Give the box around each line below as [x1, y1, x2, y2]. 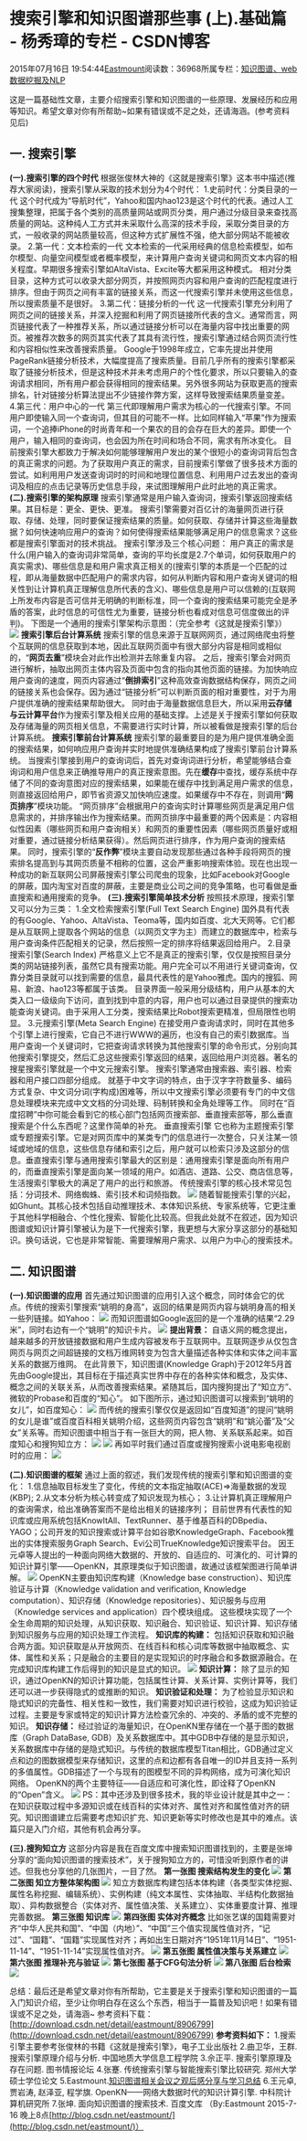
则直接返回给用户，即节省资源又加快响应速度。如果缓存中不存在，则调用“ [9, 789, 286, 800]
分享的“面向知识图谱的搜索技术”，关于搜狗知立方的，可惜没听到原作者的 [9, 1854, 281, 1865]
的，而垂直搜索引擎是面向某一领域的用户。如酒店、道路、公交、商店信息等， [9, 1166, 298, 1177]
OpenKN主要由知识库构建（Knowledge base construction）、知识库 [38, 1572, 292, 1583]
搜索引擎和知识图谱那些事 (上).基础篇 [9, 8, 288, 29]
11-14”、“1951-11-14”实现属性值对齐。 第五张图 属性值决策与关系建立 [9, 1945, 277, 1956]
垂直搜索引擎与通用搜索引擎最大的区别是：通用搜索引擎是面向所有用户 [25, 1154, 290, 1165]
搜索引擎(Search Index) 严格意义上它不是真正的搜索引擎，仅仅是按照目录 [9, 949, 283, 959]
